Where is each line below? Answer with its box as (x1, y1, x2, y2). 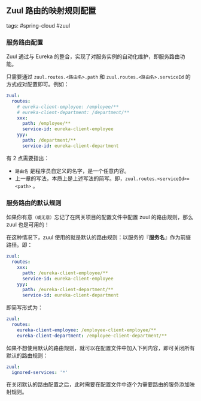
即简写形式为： (6, 304, 43, 311)
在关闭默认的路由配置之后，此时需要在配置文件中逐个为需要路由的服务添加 (6, 381, 190, 388)
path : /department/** (22, 137, 77, 143)
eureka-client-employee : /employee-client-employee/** (17, 327, 157, 333)
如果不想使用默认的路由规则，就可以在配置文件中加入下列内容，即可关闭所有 (6, 344, 195, 351)
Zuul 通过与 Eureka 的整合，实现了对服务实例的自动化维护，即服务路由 (6, 53, 181, 60)
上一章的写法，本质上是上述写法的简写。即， (14, 175, 126, 182)
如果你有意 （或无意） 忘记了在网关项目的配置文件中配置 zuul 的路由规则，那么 (6, 214, 193, 221)
